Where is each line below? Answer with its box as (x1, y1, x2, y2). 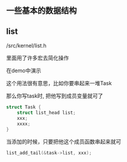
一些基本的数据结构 (6, 5, 77, 16)
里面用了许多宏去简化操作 (6, 54, 69, 61)
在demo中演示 (6, 67, 42, 74)
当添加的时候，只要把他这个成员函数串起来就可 (6, 138, 121, 145)
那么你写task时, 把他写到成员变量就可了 (6, 92, 103, 99)
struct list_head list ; (17, 110, 76, 116)
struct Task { (6, 104, 42, 110)
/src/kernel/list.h (6, 42, 47, 49)
